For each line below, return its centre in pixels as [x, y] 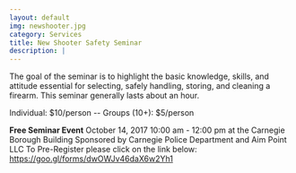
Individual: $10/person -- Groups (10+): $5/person [102, 113]
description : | [38, 51]
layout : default [39, 17]
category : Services [46, 34]
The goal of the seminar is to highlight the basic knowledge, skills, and [139, 76]
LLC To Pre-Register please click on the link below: [103, 150]
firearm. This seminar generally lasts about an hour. [104, 96]
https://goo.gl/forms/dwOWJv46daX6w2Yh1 [91, 159]
